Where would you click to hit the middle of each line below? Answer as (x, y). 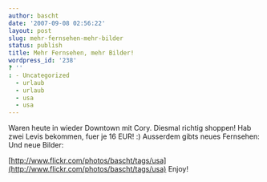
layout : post (30, 30)
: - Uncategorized (39, 75)
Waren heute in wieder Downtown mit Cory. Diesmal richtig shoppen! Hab (130, 128)
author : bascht (34, 16)
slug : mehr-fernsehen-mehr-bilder (66, 38)
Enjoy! (178, 169)
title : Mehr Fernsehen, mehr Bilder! (71, 53)
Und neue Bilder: (36, 145)
